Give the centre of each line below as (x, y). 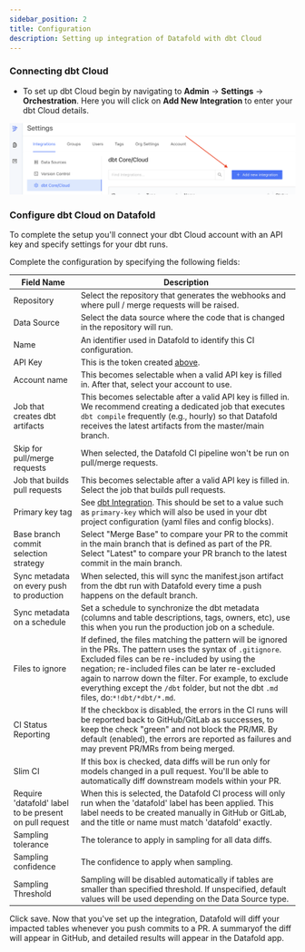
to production (39, 595)
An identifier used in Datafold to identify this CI (167, 339)
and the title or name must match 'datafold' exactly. (176, 822)
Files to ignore (39, 669)
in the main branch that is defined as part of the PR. (176, 544)
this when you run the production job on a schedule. (177, 627)
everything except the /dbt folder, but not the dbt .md (179, 688)
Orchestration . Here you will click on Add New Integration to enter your (157, 101)
